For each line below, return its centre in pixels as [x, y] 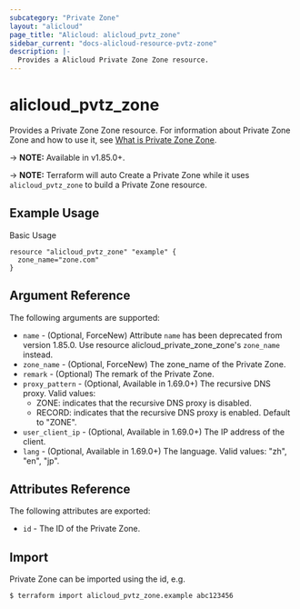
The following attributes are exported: [80, 511]
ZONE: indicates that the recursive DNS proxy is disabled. [144, 403]
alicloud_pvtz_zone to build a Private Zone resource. [108, 185]
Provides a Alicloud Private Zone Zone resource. [113, 60]
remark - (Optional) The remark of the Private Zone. [119, 374]
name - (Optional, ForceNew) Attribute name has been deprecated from [152, 335]
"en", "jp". [41, 461]
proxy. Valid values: [59, 393]
